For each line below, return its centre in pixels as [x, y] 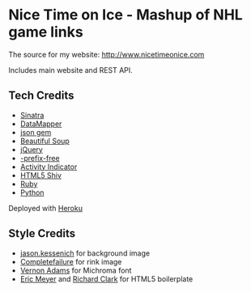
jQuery [31, 149]
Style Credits [42, 233]
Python [32, 193]
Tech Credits [41, 96]
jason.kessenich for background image [85, 253]
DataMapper [41, 124]
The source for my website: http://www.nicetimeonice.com [106, 54]
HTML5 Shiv [41, 175]
